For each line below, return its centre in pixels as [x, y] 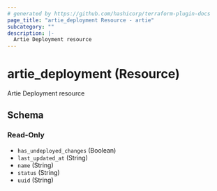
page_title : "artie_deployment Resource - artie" [81, 20]
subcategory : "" [31, 26]
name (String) [35, 165]
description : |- [31, 33]
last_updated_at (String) [53, 158]
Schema [25, 115]
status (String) [39, 172]
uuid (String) [35, 180]
